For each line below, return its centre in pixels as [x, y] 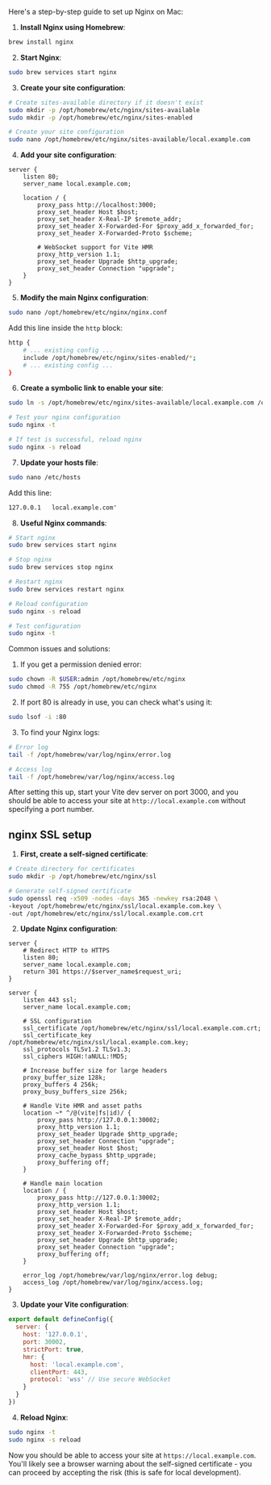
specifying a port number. [51, 809]
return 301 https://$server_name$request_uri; [102, 972]
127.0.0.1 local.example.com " [63, 508]
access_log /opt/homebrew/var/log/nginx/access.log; [113, 1282]
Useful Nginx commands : [63, 523]
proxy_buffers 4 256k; [61, 1085]
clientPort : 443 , [59, 1372]
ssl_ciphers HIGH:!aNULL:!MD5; [75, 1056]
